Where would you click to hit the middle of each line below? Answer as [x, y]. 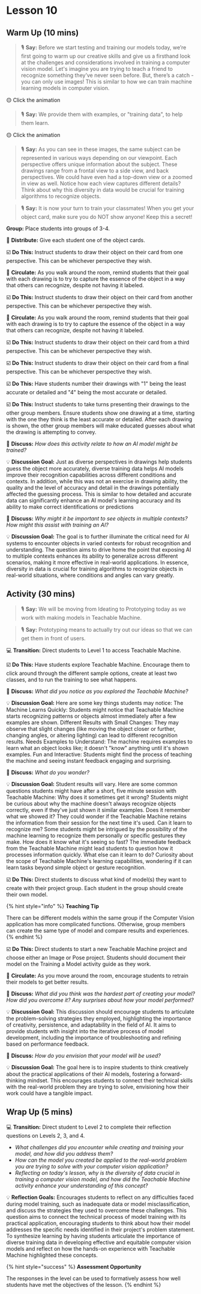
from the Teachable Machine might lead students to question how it [90, 848]
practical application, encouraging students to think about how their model [98, 1223]
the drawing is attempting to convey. [51, 432]
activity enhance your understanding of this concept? [81, 1185]
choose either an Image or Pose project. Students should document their [96, 957]
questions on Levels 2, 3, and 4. [46, 1135]
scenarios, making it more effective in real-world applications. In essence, [97, 562]
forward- [171, 1074]
